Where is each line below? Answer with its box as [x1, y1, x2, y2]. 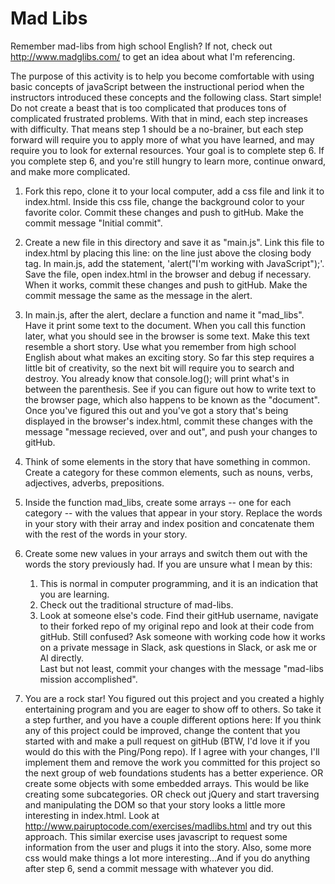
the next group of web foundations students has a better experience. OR [24, 767, 324, 779]
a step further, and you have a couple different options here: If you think [24, 713, 322, 726]
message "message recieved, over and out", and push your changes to [24, 425, 318, 437]
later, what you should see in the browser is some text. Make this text [24, 330, 310, 342]
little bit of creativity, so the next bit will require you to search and [24, 362, 295, 374]
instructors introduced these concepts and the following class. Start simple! [10, 91, 322, 103]
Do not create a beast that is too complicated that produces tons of [10, 102, 287, 114]
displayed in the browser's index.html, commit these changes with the [24, 415, 313, 427]
